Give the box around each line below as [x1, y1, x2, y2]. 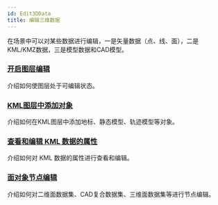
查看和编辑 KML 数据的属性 [7, 137, 98, 147]
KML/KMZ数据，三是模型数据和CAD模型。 [7, 45, 128, 54]
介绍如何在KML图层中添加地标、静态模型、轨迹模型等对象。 [7, 117, 178, 126]
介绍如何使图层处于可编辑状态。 [7, 81, 99, 90]
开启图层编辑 [7, 64, 51, 74]
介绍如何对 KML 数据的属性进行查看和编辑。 [7, 154, 133, 162]
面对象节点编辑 [7, 173, 58, 183]
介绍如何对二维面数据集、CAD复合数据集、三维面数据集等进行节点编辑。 [7, 190, 215, 198]
